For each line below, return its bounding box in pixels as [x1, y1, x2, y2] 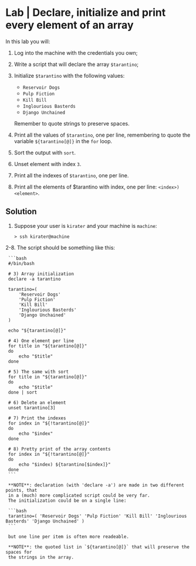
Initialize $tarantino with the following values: [13, 72, 125, 79]
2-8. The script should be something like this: [5, 244, 116, 251]
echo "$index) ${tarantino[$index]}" [18, 461, 111, 468]
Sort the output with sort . [13, 149, 76, 156]
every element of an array [5, 18, 134, 32]
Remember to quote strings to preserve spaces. [13, 120, 130, 127]
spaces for [5, 549, 32, 555]
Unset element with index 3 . [13, 160, 82, 167]
